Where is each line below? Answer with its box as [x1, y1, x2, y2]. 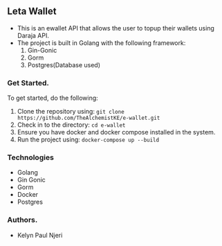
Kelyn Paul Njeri [17, 231, 63, 239]
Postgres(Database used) [27, 60, 101, 69]
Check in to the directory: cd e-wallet [17, 121, 126, 129]
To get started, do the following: [7, 94, 98, 103]
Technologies [7, 152, 54, 162]
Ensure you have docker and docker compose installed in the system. [17, 128, 216, 137]
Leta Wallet [7, 6, 57, 17]
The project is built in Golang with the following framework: [17, 38, 186, 47]
